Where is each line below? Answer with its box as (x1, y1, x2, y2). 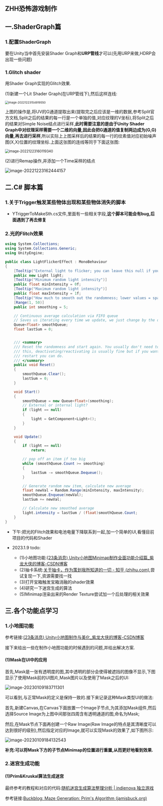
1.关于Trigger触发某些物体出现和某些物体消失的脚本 (5, 199, 126, 206)
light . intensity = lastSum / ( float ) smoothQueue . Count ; (22, 510, 138, 515)
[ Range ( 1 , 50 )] (14, 300, 45, 305)
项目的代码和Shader (12, 535, 52, 541)
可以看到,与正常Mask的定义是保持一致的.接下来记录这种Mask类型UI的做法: (5, 694, 154, 700)
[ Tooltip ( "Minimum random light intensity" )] (14, 278, 108, 282)
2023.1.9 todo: (12, 544, 41, 550)
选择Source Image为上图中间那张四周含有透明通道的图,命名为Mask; (5, 711, 140, 717)
